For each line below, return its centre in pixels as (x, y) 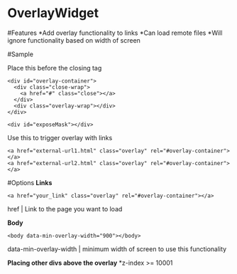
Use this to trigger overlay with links (60, 137)
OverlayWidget (53, 13)
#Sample (21, 54)
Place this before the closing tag (55, 68)
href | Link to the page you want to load (65, 209)
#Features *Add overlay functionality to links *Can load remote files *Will (115, 33)
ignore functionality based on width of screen (74, 40)
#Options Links (30, 182)
